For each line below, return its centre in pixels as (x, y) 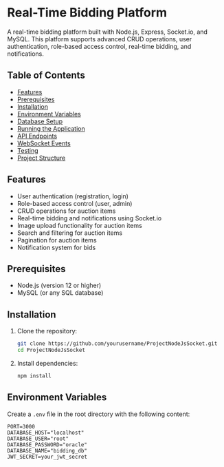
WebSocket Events (44, 143)
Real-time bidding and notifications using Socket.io (89, 218)
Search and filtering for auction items (69, 233)
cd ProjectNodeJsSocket (51, 350)
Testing (28, 150)
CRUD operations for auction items (66, 211)
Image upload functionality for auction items (79, 225)
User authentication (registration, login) (73, 196)
